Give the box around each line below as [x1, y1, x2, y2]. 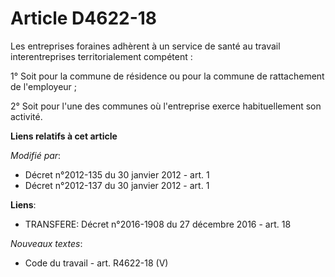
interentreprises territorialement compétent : [10, 50, 193, 62]
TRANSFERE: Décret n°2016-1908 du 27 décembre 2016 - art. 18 [24, 218, 292, 230]
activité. [10, 110, 43, 122]
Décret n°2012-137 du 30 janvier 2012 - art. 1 [24, 179, 210, 191]
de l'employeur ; [10, 80, 78, 92]
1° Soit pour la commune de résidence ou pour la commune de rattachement [10, 70, 325, 82]
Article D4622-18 [10, 7, 158, 30]
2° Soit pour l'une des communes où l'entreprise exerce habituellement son [10, 100, 322, 112]
